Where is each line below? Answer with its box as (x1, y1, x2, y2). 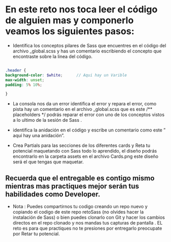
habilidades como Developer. (5, 190, 101, 198)
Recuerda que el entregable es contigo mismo (5, 174, 155, 182)
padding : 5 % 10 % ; (5, 82, 42, 87)
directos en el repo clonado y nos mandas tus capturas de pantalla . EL (12, 220, 163, 226)
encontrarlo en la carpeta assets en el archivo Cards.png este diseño (12, 153, 159, 160)
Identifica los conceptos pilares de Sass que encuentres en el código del (12, 42, 166, 48)
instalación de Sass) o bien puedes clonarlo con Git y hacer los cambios (12, 214, 165, 220)
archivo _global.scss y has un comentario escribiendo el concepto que (12, 48, 162, 54)
